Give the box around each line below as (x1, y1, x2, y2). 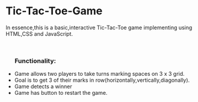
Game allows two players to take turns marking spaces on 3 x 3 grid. (14, 70, 185, 78)
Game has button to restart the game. (14, 89, 108, 97)
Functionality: (14, 57, 57, 65)
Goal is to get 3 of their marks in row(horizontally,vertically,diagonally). (14, 76, 190, 84)
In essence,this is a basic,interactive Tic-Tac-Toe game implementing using (5, 24, 193, 31)
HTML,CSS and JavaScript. (5, 30, 73, 37)
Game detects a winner (14, 83, 73, 90)
